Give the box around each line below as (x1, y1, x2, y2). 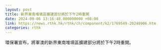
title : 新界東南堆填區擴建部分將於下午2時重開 (5, 12, 90, 17)
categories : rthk (5, 25, 41, 30)
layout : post (5, 7, 32, 12)
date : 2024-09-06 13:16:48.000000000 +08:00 (5, 16, 99, 21)
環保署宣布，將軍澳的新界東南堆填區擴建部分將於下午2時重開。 (5, 40, 134, 46)
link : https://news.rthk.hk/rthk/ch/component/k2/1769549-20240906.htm (5, 21, 156, 26)
